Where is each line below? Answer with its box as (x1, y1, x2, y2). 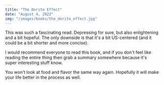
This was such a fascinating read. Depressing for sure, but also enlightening (5, 30, 159, 36)
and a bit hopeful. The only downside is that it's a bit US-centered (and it (5, 35, 152, 41)
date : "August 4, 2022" (5, 12, 54, 17)
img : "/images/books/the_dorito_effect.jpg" (5, 16, 97, 21)
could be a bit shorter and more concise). (5, 40, 89, 46)
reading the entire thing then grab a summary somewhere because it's (5, 55, 147, 61)
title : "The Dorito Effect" (5, 7, 63, 12)
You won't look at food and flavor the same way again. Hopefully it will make (5, 69, 159, 75)
